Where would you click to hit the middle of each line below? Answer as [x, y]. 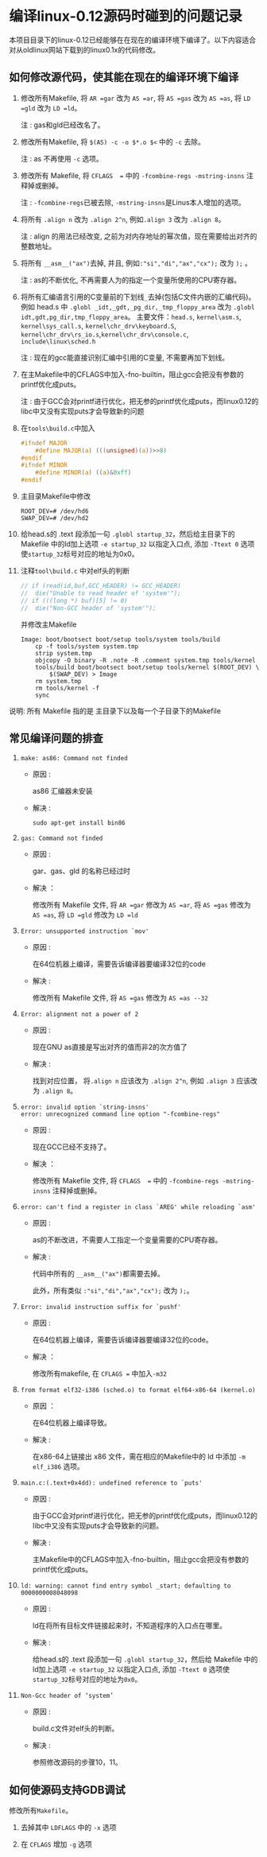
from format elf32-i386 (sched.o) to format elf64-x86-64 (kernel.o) [138, 1390]
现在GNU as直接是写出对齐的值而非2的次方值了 [110, 1047]
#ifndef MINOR [44, 465]
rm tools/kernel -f [68, 688]
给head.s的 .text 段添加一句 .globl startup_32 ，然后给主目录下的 [128, 534]
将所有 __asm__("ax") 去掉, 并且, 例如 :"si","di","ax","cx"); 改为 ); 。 [136, 262]
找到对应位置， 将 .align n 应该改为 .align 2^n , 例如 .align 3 [133, 1081]
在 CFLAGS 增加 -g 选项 [56, 1844]
